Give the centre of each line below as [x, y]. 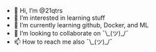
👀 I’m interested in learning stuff [59, 18]
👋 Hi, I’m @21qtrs [38, 11]
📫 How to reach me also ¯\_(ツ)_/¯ [63, 42]
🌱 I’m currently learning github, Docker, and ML [81, 25]
